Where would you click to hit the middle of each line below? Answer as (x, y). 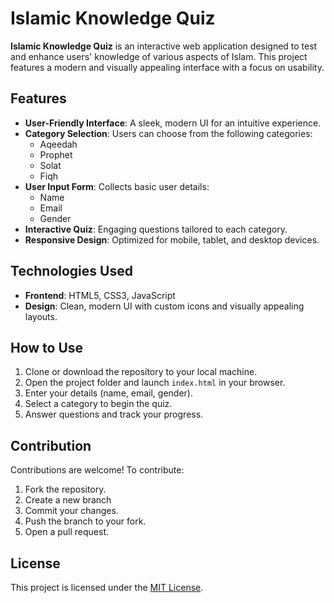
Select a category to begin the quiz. (98, 404)
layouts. (41, 316)
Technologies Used (71, 271)
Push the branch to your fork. (85, 521)
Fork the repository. (65, 489)
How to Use (47, 347)
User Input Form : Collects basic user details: (117, 186)
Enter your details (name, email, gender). (108, 393)
